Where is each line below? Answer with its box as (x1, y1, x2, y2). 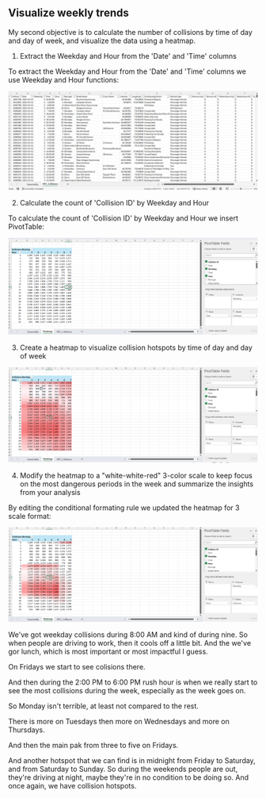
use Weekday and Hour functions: (8, 75, 120, 84)
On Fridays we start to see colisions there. (8, 662, 146, 671)
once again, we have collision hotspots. (8, 781, 137, 790)
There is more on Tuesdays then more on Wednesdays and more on (8, 716, 230, 726)
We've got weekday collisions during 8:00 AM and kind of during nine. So (8, 630, 248, 639)
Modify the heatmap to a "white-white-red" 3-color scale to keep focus (19, 471, 253, 481)
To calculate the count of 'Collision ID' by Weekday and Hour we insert (8, 213, 239, 223)
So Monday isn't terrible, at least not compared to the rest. (8, 701, 199, 711)
